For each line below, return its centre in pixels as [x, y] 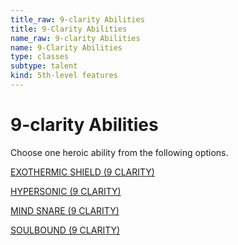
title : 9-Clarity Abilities [69, 29]
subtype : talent [44, 66]
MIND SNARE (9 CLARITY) [65, 210]
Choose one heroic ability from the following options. [119, 152]
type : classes [40, 57]
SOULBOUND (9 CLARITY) [65, 230]
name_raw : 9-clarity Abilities [75, 38]
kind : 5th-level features [64, 76]
